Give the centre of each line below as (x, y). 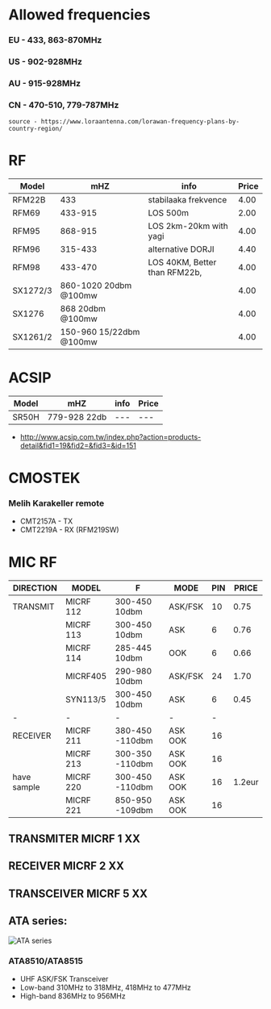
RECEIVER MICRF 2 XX (67, 866)
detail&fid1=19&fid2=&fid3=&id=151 (78, 446)
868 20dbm (83, 309)
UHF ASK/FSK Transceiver (64, 978)
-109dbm (134, 810)
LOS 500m (169, 213)
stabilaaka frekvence (188, 200)
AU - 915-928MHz (45, 83)
